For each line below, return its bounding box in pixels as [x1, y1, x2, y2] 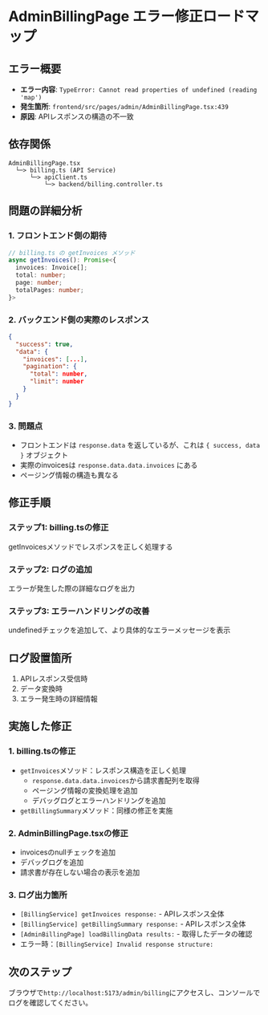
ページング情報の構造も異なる [19, 470, 119, 480]
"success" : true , [15, 340, 74, 348]
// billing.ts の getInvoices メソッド [8, 249, 136, 257]
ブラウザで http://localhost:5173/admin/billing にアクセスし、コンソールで [8, 988, 261, 997]
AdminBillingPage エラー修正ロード [8, 7, 246, 26]
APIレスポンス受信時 [19, 674, 88, 684]
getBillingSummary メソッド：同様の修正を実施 [19, 806, 173, 815]
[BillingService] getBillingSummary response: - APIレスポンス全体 [19, 920, 246, 929]
